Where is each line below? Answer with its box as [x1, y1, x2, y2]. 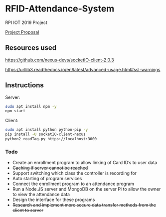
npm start [5, 108, 26, 114]
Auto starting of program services [12, 176, 82, 182]
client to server [12, 208, 44, 214]
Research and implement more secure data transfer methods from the [12, 202, 156, 208]
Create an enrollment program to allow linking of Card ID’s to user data [12, 160, 158, 166]
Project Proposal [5, 29, 39, 35]
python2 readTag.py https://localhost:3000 [5, 137, 97, 142]
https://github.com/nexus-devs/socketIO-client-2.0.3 [5, 57, 114, 63]
